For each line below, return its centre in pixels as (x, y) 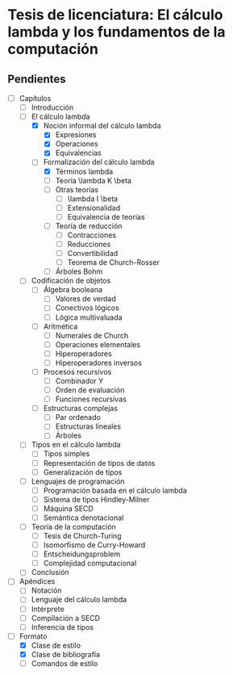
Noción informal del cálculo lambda (102, 126)
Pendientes (37, 79)
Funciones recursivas (91, 399)
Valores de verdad (85, 299)
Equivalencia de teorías (106, 216)
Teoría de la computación (73, 526)
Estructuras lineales (88, 426)
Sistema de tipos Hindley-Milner (96, 499)
